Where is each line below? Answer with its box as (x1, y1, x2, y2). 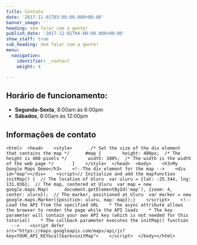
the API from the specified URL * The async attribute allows (19, 202, 183, 208)
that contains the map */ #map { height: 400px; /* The (6, 151, 181, 156)
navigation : (11, 53, 41, 58)
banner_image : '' (6, 19, 49, 25)
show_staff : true (6, 36, 49, 42)
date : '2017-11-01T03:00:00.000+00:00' (6, 14, 104, 20)
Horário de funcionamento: (6, 90, 108, 100)
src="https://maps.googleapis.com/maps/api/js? (6, 228, 126, 234)
